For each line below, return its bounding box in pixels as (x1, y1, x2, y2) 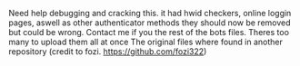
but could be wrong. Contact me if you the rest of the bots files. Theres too (8, 27, 290, 37)
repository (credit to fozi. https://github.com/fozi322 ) (8, 46, 207, 57)
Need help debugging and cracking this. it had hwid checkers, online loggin (8, 8, 292, 18)
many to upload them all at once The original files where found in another (8, 36, 284, 47)
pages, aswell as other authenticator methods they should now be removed (8, 17, 292, 28)
